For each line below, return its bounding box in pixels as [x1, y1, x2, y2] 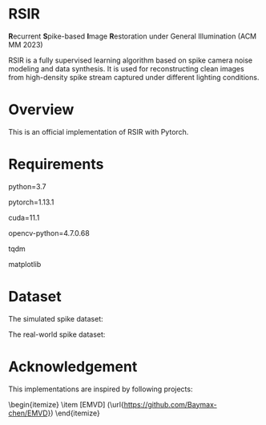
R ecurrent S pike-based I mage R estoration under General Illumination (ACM [8, 31, 257, 41]
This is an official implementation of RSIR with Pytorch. [8, 127, 189, 136]
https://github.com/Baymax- [123, 399, 218, 409]
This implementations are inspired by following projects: [8, 384, 193, 394]
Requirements [8, 156, 104, 173]
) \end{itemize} [50, 408, 100, 418]
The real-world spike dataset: [8, 330, 106, 339]
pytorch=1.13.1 [8, 197, 54, 207]
